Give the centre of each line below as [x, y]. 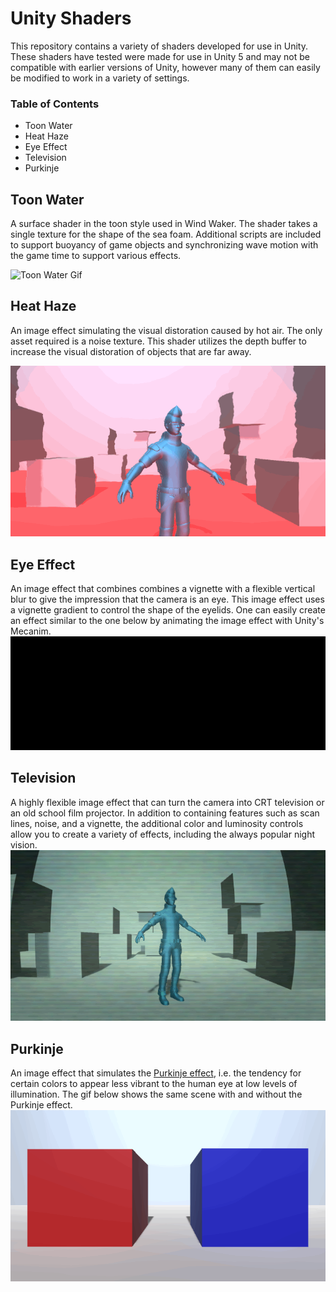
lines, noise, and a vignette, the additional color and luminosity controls [157, 823]
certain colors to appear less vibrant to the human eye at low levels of [154, 1084]
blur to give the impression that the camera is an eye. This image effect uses [167, 599]
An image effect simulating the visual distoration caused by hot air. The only [166, 330]
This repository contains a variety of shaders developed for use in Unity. [159, 46]
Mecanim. [31, 631]
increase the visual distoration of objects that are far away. [131, 351]
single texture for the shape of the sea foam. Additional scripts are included [166, 234]
